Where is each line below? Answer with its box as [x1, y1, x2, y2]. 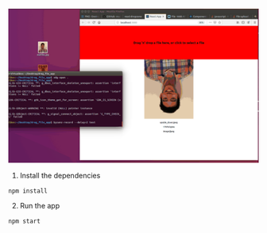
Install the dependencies [19, 171, 101, 181]
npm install [8, 187, 48, 195]
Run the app [19, 201, 60, 211]
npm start [8, 217, 41, 226]
